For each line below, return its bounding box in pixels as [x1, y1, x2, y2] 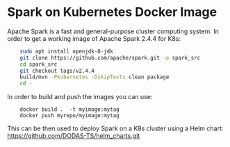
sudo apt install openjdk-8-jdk [19, 48, 113, 55]
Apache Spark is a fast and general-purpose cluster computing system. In [7, 27, 219, 35]
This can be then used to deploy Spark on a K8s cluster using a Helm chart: [7, 124, 224, 132]
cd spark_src [19, 60, 58, 68]
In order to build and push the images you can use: [7, 93, 153, 101]
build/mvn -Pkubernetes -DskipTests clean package [19, 73, 170, 80]
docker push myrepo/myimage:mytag [19, 112, 120, 119]
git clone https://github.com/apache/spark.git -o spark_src [19, 54, 200, 61]
